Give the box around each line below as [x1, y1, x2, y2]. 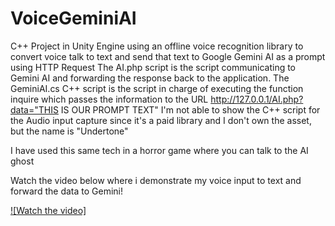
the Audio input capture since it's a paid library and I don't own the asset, [10, 114, 312, 126]
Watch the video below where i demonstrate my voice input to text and [10, 174, 302, 186]
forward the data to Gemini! [10, 185, 123, 197]
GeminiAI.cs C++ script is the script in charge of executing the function [10, 82, 304, 94]
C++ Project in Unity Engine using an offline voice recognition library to [10, 40, 304, 52]
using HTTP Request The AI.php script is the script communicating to [10, 61, 297, 73]
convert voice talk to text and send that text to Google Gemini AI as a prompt [10, 50, 326, 62]
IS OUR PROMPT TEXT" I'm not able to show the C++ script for [60, 103, 321, 116]
